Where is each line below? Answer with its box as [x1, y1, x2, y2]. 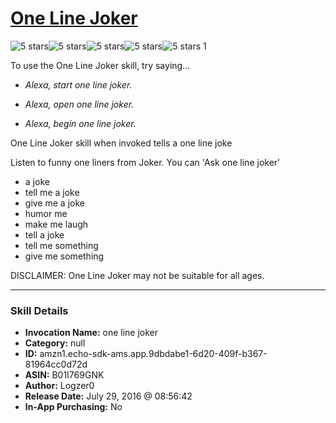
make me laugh [24, 218, 89, 230]
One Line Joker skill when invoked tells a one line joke [10, 137, 233, 149]
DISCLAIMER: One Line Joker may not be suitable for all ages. [10, 269, 265, 281]
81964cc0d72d [24, 358, 88, 371]
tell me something [24, 239, 99, 251]
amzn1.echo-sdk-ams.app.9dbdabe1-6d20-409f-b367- [39, 348, 268, 360]
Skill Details [10, 303, 69, 317]
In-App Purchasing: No [24, 401, 123, 413]
